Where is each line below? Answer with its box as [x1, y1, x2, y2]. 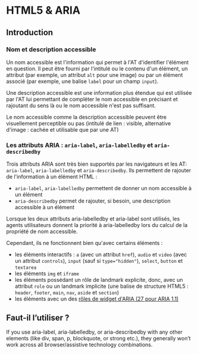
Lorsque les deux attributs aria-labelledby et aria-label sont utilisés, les [6, 215, 180, 222]
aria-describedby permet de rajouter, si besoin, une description [14, 197, 171, 204]
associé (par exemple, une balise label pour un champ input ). [6, 77, 159, 85]
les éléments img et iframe [14, 270, 79, 277]
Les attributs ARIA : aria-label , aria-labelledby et [6, 141, 153, 149]
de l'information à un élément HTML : [6, 173, 98, 181]
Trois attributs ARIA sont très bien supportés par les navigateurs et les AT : [6, 160, 187, 167]
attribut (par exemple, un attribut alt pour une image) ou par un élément [6, 71, 183, 78]
